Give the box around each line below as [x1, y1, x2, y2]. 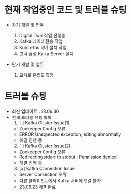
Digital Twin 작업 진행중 [19, 32, 66, 38]
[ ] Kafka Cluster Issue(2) [19, 143, 71, 149]
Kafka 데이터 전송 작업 [19, 38, 63, 44]
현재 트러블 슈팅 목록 [11, 114, 52, 120]
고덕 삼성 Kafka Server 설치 [19, 50, 74, 57]
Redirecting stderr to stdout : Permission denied [19, 154, 117, 160]
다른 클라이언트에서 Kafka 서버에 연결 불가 [19, 177, 101, 183]
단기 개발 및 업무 [11, 61, 44, 67]
